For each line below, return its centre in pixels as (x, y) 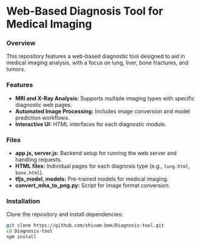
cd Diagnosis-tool (29, 231)
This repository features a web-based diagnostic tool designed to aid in (96, 57)
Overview (21, 43)
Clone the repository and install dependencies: (65, 215)
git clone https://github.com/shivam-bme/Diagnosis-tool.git (85, 226)
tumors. (16, 69)
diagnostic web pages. (43, 105)
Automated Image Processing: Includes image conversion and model (102, 111)
